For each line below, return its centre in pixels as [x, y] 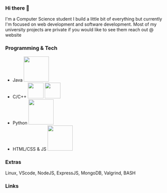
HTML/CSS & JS [29, 149]
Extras [13, 162]
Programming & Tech [31, 48]
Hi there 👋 [18, 8]
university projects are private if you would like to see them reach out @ [79, 30]
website [13, 35]
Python [20, 122]
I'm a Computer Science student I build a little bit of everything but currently [84, 19]
